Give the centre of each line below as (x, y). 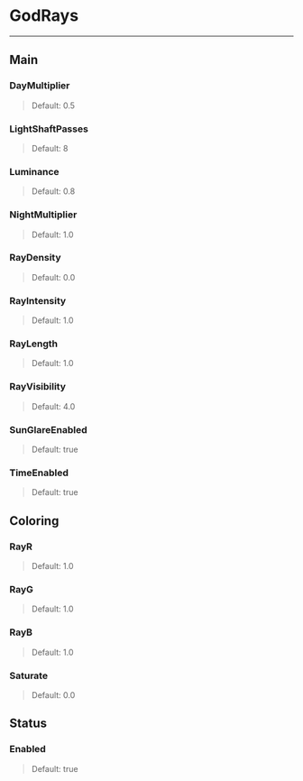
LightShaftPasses (49, 129)
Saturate (28, 675)
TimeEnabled (39, 473)
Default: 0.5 (53, 106)
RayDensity (35, 258)
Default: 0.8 (53, 191)
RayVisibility (37, 387)
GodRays (44, 16)
